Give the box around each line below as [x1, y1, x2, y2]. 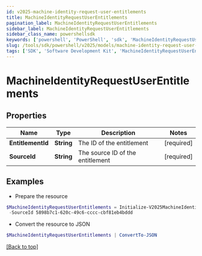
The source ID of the [78, 148, 136, 157]
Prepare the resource [14, 192, 68, 199]
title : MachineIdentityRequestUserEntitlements [6, 14, 128, 20]
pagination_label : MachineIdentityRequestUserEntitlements [6, 20, 158, 26]
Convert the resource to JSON [14, 220, 90, 228]
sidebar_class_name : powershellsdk [6, 31, 96, 37]
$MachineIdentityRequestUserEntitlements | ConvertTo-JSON [6, 233, 158, 239]
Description [101, 128, 136, 137]
